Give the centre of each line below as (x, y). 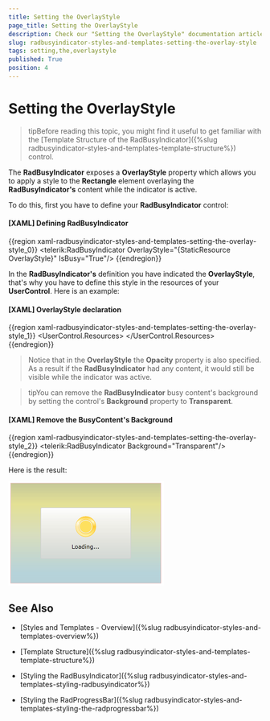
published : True (35, 60)
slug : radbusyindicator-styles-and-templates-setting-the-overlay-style (133, 43)
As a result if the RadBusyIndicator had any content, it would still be (141, 369)
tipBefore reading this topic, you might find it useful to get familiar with (145, 131)
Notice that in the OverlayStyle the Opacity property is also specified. (145, 360)
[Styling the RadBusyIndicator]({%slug (84, 676)
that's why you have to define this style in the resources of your (114, 282)
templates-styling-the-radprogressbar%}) (89, 709)
